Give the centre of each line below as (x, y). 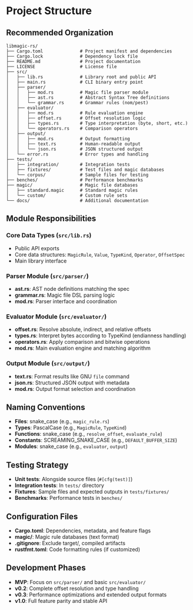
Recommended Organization (60, 33)
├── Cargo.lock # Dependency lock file (72, 57)
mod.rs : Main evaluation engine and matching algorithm (83, 348)
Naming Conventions (46, 407)
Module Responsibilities (51, 219)
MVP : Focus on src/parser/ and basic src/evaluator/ (80, 582)
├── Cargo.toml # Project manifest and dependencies (89, 51)
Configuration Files (42, 516)
